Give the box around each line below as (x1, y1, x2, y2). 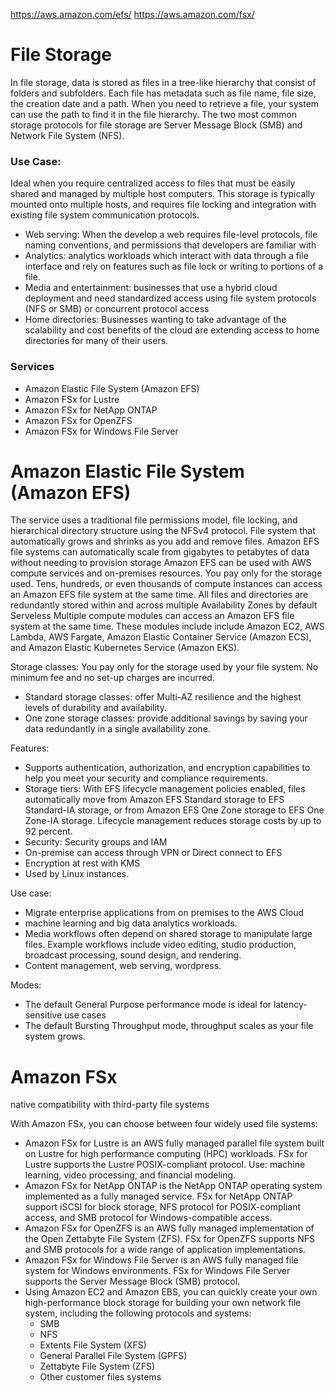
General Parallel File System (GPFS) (39, 1350, 188, 1362)
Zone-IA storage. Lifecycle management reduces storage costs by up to (24, 815, 322, 827)
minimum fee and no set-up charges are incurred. (10, 672, 215, 684)
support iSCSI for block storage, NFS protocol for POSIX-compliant (24, 1201, 302, 1213)
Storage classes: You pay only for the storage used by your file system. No (10, 661, 319, 673)
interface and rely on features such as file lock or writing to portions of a (24, 260, 324, 273)
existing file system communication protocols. (10, 209, 200, 221)
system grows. (24, 1030, 86, 1043)
